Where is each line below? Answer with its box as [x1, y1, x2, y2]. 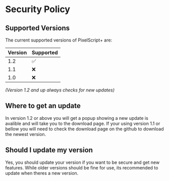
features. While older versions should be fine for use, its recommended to [5, 164, 158, 170]
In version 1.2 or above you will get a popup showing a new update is [5, 115, 149, 121]
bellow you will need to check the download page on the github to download [5, 125, 164, 132]
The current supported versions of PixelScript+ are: [5, 37, 112, 43]
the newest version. [5, 131, 46, 137]
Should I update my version [5, 146, 93, 155]
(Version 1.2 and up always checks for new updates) [5, 87, 115, 93]
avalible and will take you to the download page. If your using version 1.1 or [5, 120, 160, 126]
